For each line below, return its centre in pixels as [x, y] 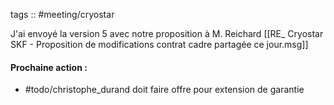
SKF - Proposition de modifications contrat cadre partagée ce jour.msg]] [159, 44]
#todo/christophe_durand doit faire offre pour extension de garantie [164, 90]
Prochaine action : [49, 67]
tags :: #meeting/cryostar [62, 14]
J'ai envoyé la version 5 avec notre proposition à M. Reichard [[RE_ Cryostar [167, 33]
